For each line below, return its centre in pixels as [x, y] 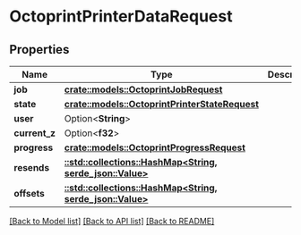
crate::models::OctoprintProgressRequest [155, 147]
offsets [29, 193]
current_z [35, 133]
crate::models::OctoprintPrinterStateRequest [162, 104]
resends [32, 168]
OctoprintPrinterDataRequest [121, 17]
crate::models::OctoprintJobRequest [143, 89]
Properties [39, 50]
